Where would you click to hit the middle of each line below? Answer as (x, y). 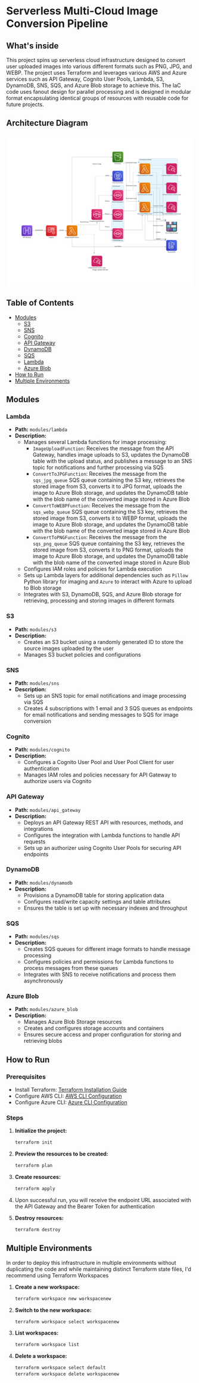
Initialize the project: (41, 1131)
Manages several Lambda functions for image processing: (95, 442)
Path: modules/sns (37, 683)
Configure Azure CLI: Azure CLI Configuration (71, 1102)
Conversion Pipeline (57, 24)
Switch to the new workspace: (53, 1310)
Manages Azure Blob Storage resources (73, 1022)
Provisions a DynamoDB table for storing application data (94, 895)
